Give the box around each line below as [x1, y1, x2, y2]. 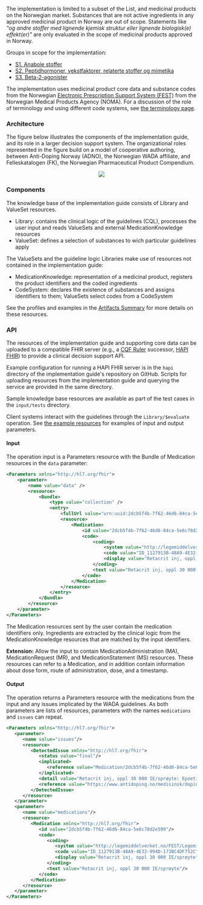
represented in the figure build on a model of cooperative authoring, [6, 146, 176, 154]
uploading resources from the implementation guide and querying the [6, 376, 179, 384]
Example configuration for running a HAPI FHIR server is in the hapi [6, 364, 174, 371]
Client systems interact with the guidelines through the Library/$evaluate [6, 413, 190, 420]
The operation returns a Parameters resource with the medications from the [6, 694, 195, 701]
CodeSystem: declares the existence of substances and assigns [14, 286, 175, 293]
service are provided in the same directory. [6, 383, 114, 390]
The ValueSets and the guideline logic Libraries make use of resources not [6, 255, 192, 262]
